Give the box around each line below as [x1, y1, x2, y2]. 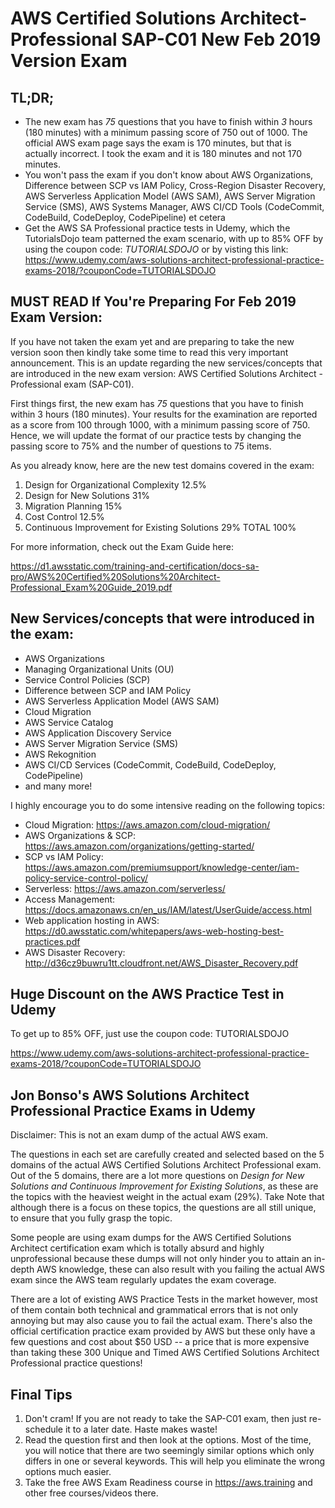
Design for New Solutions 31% [24, 489, 150, 501]
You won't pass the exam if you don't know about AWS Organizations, [24, 169, 314, 181]
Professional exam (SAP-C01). [10, 378, 135, 390]
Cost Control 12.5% [24, 510, 105, 522]
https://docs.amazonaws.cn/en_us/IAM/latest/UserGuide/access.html [24, 903, 312, 916]
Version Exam [10, 50, 128, 72]
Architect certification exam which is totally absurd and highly [10, 1242, 265, 1254]
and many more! [24, 780, 93, 792]
